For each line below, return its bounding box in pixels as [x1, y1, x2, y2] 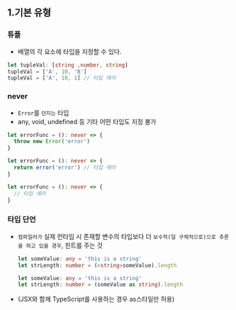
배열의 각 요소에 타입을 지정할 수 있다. [17, 47, 122, 55]
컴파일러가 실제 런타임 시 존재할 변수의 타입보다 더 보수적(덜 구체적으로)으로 [17, 232, 216, 240]
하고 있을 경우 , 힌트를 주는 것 [26, 240, 103, 250]
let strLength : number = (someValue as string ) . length [17, 281, 184, 289]
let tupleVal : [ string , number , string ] [7, 61, 129, 69]
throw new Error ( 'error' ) [13, 138, 91, 145]
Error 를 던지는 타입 [17, 109, 69, 117]
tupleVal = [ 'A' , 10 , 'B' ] [7, 68, 87, 75]
